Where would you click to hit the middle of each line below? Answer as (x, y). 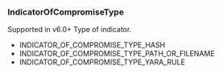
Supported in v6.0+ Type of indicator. (70, 30)
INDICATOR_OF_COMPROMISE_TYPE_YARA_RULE (102, 62)
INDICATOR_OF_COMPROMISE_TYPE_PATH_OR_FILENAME (117, 54)
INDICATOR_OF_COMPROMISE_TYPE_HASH (92, 45)
